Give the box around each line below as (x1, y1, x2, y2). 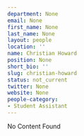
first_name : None (7, 23, 59, 30)
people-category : (7, 96, 59, 103)
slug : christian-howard (7, 69, 78, 76)
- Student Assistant (7, 103, 68, 110)
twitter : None (7, 83, 49, 90)
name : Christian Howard (7, 50, 78, 57)
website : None (7, 89, 49, 96)
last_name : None (7, 30, 55, 38)
